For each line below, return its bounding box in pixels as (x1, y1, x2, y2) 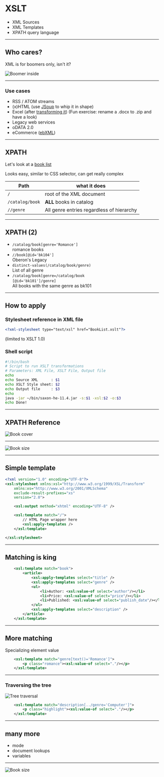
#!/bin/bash (5, 359, 29, 364)
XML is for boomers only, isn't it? (5, 61, 71, 67)
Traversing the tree (5, 682, 52, 689)
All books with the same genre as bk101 (12, 283, 92, 289)
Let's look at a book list (5, 161, 52, 167)
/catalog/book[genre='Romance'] (12, 242, 78, 247)
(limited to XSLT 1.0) (5, 336, 45, 342)
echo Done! (5, 400, 27, 405)
